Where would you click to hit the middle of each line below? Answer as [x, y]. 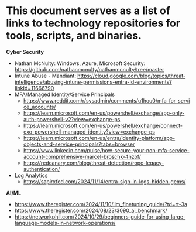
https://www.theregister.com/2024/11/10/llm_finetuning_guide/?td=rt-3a [101, 204]
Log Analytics [31, 175]
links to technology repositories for [93, 23]
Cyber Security [25, 52]
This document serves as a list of [88, 11]
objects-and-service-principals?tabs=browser [79, 144]
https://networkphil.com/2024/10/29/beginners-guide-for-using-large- [100, 216]
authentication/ [42, 169]
